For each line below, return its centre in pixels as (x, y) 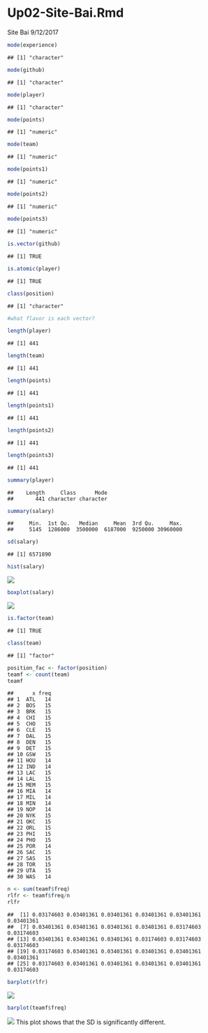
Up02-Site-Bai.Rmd (66, 13)
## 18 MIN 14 (29, 804)
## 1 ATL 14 (29, 700)
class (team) (24, 643)
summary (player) (31, 480)
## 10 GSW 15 (29, 755)
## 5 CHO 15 (29, 724)
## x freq (29, 693)
